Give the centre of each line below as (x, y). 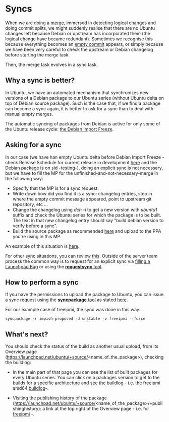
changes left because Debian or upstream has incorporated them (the (78, 33)
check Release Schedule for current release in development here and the (81, 162)
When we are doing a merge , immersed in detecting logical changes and (81, 23)
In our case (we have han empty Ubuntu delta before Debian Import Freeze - (85, 157)
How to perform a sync (42, 282)
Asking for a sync (33, 145)
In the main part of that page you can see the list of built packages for (85, 372)
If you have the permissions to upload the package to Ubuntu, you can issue (84, 295)
